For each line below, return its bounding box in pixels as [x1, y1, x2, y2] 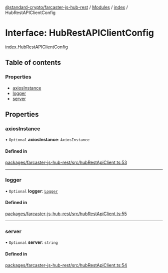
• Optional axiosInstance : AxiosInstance [5, 137, 90, 143]
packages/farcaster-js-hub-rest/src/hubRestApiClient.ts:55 [5, 211, 127, 217]
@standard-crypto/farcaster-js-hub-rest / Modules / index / [5, 5, 128, 10]
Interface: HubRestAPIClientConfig [5, 27, 154, 39]
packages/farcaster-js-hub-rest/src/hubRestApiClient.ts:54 [5, 262, 127, 268]
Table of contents [5, 58, 61, 67]
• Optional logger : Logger [5, 188, 58, 194]
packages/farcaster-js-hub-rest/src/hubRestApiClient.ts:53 [5, 159, 127, 165]
